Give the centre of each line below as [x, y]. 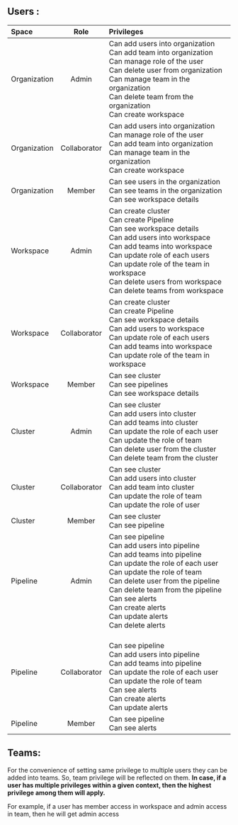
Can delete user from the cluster [163, 449]
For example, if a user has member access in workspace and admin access [117, 806]
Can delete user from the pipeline [164, 581]
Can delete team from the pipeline [165, 589]
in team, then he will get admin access [63, 814]
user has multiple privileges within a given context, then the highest [109, 785]
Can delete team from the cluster [163, 457]
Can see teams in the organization [165, 190]
